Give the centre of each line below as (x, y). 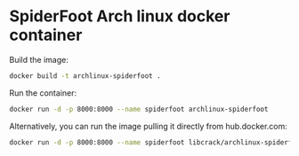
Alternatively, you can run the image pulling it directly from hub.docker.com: (148, 126)
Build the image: (39, 59)
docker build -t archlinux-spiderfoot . (85, 76)
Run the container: (43, 93)
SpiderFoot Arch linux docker (120, 16)
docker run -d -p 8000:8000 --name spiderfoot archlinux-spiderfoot (139, 109)
